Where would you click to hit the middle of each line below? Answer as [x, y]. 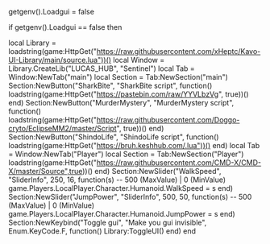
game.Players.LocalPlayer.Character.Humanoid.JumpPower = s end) [122, 214]
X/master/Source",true [46, 171]
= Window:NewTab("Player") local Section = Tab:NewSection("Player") [126, 154]
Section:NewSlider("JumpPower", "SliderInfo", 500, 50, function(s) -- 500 [130, 197]
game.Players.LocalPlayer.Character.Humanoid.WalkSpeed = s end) [121, 188]
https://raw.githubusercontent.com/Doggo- [168, 120]
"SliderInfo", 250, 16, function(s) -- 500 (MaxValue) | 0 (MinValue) [117, 180]
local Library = [32, 43]
